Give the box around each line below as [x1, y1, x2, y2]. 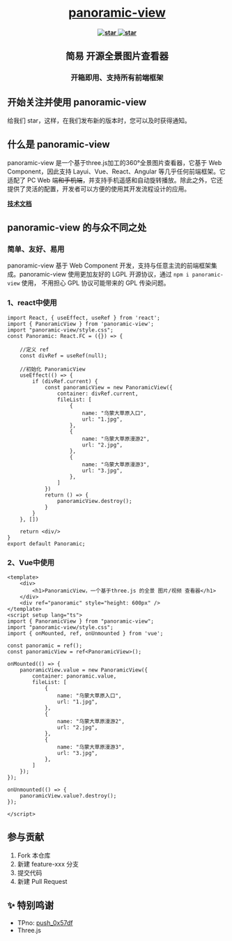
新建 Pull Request [17, 877, 68, 885]
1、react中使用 [7, 298, 57, 308]
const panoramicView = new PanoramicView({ [44, 384, 173, 391]
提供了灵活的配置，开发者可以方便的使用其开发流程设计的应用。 [7, 185, 190, 193]
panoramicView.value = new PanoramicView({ [20, 667, 148, 674]
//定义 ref [20, 346, 49, 353]
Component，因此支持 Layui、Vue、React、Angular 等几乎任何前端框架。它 [7, 167, 226, 176]
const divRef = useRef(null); [20, 352, 108, 359]
